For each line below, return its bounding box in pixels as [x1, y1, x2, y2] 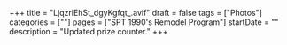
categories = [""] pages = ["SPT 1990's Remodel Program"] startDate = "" [9, 17, 279, 27]
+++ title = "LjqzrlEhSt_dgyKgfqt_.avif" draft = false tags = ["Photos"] [9, 8, 263, 18]
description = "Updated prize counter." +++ [9, 26, 168, 36]
